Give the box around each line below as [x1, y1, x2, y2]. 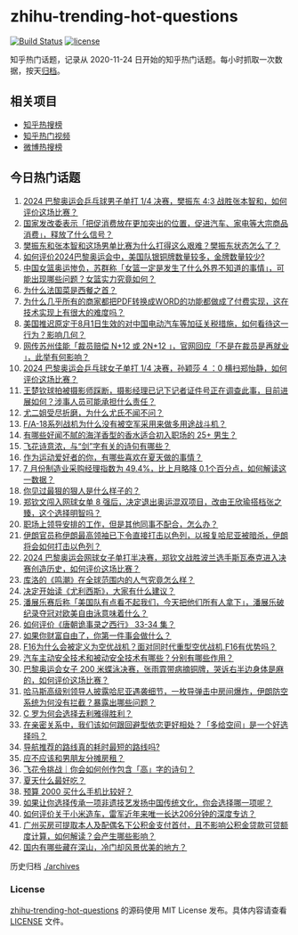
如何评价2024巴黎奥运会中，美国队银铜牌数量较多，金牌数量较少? [22, 251, 265, 262]
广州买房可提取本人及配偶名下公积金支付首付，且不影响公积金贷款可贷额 [22, 819, 288, 830]
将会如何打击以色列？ [22, 541, 101, 552]
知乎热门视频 [22, 130, 70, 141]
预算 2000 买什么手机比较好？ [22, 786, 133, 797]
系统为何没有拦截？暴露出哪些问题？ [22, 697, 157, 708]
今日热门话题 [10, 170, 81, 185]
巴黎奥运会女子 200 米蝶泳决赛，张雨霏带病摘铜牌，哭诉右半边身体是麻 [22, 663, 284, 674]
